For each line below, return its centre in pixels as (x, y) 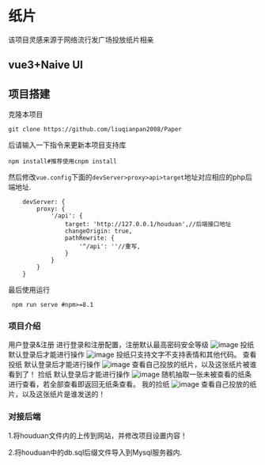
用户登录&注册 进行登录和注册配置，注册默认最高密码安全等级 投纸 (131, 345)
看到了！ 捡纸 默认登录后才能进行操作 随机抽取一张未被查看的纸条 (130, 374)
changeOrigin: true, (98, 231)
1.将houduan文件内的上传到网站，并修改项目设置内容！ (98, 435)
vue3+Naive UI (45, 65)
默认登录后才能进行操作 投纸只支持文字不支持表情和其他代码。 (125, 355)
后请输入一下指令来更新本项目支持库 (67, 145)
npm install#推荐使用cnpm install (62, 162)
